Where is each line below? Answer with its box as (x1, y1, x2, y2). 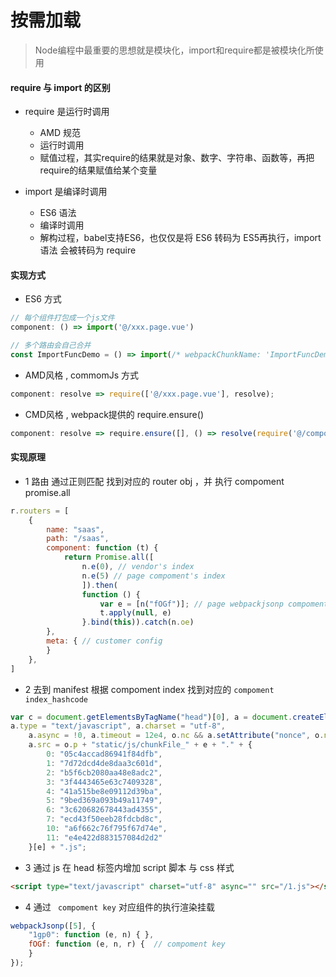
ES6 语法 (39, 207, 77, 219)
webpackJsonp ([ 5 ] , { (10, 921, 97, 931)
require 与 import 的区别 (10, 81, 111, 93)
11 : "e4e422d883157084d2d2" (46, 832, 163, 843)
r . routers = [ (10, 506, 70, 516)
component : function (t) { (46, 543, 159, 553)
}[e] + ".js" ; (28, 842, 87, 852)
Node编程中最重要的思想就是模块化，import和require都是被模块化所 (34, 44, 315, 56)
